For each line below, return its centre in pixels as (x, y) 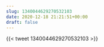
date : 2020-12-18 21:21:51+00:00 (47, 17)
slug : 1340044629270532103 (39, 11)
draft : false (22, 22)
